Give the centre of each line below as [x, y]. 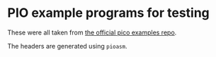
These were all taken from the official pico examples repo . [92, 32]
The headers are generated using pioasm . [67, 46]
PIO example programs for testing [109, 13]
